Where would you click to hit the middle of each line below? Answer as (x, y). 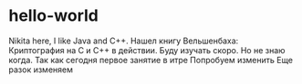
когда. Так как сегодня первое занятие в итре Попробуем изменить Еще (151, 60)
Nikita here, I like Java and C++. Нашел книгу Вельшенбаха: (124, 41)
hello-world (54, 16)
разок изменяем (41, 70)
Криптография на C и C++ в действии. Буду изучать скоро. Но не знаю (147, 50)
